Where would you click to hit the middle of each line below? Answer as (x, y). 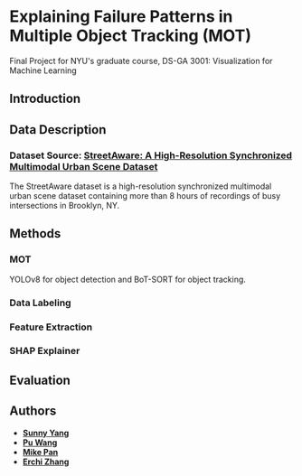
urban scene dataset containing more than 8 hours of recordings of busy (145, 196)
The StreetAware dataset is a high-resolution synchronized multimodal (141, 186)
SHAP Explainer (45, 351)
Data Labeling (40, 303)
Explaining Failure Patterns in (121, 17)
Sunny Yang (46, 433)
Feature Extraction (51, 327)
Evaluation (40, 380)
